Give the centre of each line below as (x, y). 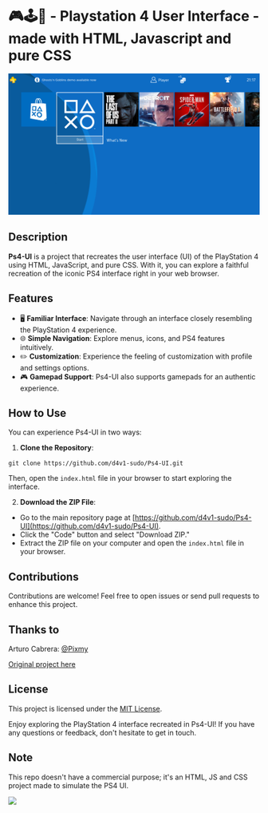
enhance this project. (43, 605)
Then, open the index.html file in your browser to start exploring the (120, 478)
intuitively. (37, 347)
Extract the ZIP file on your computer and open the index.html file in (132, 543)
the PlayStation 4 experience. (68, 330)
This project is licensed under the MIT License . (85, 708)
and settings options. (54, 367)
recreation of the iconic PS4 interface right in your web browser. (114, 273)
